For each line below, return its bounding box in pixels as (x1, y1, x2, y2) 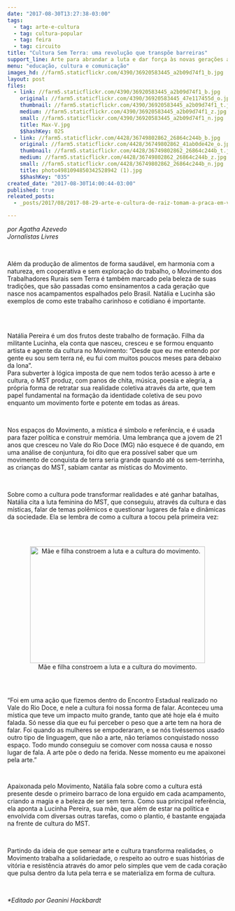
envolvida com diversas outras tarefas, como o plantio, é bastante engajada (7, 812, 226, 820)
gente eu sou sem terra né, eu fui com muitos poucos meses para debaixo (7, 354, 222, 362)
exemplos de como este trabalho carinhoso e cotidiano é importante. (7, 297, 206, 305)
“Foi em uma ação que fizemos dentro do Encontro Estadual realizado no (7, 696, 218, 704)
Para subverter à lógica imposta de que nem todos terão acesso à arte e (7, 369, 215, 377)
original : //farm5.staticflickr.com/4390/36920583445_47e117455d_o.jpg (20, 95, 233, 102)
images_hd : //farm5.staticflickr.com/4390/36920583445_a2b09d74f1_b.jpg (7, 69, 224, 76)
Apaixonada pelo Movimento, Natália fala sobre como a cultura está (7, 782, 203, 790)
